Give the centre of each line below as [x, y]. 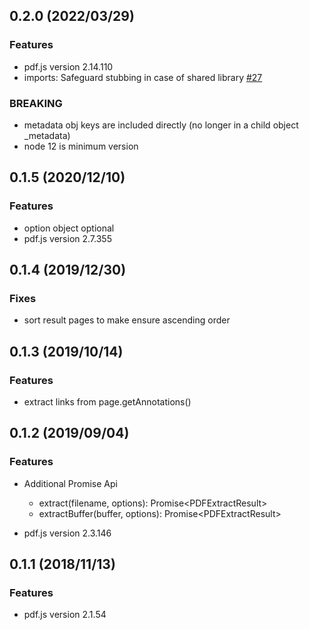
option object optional [69, 228]
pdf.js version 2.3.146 [67, 533]
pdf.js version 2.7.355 [67, 238]
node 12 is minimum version [81, 146]
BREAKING [36, 103]
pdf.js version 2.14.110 [68, 66]
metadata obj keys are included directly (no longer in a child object [161, 125]
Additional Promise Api [70, 483]
